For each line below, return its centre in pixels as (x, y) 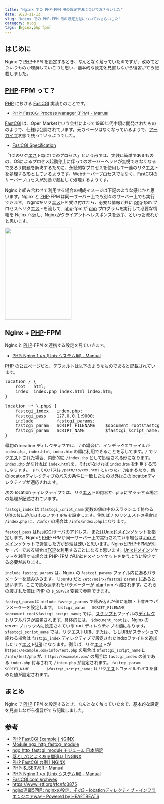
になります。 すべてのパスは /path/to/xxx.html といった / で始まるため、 (78, 469)
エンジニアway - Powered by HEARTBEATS (55, 796)
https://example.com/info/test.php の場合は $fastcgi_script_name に (76, 650)
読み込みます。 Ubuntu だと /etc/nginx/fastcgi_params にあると (91, 579)
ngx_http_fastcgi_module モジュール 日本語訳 (58, 750)
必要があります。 (26, 562)
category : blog (20, 23)
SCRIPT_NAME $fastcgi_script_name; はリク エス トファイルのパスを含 (82, 669)
